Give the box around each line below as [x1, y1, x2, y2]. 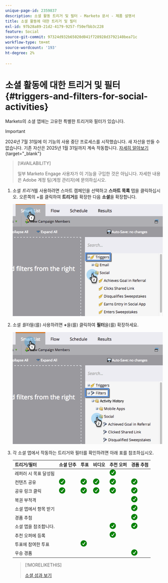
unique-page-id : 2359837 [5, 8, 57, 13]
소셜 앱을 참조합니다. [14, 523, 55, 529]
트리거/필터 [14, 462, 37, 468]
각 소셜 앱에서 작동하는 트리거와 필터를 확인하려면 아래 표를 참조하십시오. [12, 450, 154, 456]
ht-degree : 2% [5, 50, 35, 55]
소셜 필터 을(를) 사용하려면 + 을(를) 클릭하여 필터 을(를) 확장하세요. [12, 322, 139, 328]
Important [5, 128, 25, 134]
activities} [5, 101, 49, 112]
